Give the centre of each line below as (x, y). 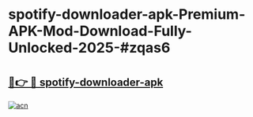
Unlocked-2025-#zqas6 (89, 48)
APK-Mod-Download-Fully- (100, 31)
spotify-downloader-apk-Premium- (127, 15)
